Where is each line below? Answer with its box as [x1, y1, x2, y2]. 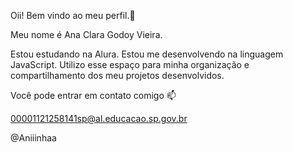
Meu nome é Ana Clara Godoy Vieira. [10, 29, 163, 40]
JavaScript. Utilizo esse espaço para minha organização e [10, 59, 250, 70]
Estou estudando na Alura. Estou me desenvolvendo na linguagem [10, 48, 284, 60]
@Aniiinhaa [10, 132, 57, 144]
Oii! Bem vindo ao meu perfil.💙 [10, 10, 136, 21]
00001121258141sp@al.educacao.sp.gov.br [10, 113, 188, 124]
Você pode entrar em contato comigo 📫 [10, 90, 177, 101]
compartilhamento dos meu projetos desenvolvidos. [10, 70, 225, 81]
